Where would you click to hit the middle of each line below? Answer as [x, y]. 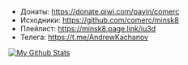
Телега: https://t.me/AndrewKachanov [84, 37]
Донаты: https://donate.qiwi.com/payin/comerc [100, 12]
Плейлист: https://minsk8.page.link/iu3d [88, 28]
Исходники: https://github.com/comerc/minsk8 [100, 20]
